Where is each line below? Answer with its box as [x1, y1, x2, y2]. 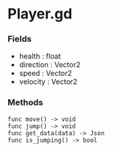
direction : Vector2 [18, 60, 81, 70]
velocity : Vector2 [18, 77, 78, 86]
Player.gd [7, 5, 73, 23]
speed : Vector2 [18, 69, 73, 78]
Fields [7, 34, 32, 45]
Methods [7, 97, 43, 108]
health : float [18, 51, 62, 61]
